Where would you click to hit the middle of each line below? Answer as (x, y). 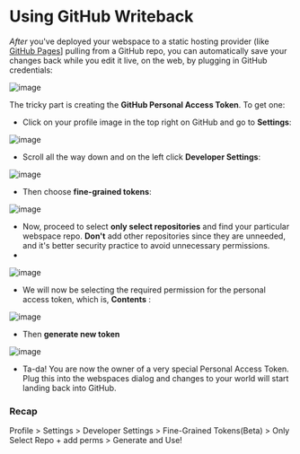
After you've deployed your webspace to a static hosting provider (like (139, 41)
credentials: (31, 70)
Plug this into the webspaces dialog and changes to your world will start (155, 378)
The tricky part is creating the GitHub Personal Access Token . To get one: (147, 104)
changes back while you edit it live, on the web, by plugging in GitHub (138, 60)
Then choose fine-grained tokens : (87, 191)
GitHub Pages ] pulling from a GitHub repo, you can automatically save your (148, 50)
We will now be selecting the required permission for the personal (144, 290)
